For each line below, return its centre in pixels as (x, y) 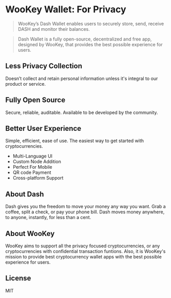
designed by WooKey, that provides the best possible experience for (90, 44)
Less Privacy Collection (44, 66)
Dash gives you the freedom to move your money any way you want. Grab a (85, 207)
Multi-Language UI (33, 156)
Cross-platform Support (38, 178)
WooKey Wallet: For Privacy (66, 9)
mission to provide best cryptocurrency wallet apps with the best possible (83, 257)
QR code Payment (32, 172)
